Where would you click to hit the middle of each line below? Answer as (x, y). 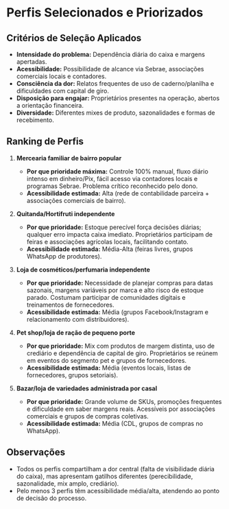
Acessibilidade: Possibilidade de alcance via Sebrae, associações (110, 69)
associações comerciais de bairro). (76, 200)
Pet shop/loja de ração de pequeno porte (75, 332)
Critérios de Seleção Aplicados (74, 38)
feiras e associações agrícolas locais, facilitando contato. (108, 241)
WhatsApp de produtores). (64, 256)
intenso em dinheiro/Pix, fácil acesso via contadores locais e (112, 178)
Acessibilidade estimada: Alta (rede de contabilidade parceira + (118, 193)
